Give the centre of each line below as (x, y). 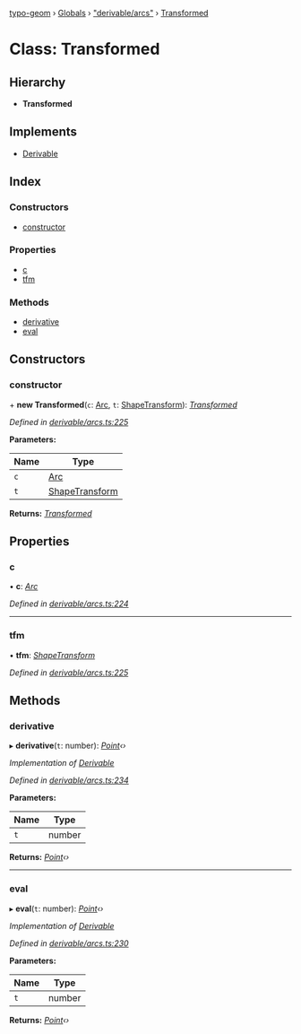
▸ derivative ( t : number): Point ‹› (68, 746)
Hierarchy (38, 82)
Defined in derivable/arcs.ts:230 (69, 943)
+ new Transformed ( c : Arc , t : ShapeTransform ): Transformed (123, 404)
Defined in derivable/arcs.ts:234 (69, 780)
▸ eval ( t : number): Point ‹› (56, 908)
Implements (43, 132)
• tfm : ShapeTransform (52, 655)
